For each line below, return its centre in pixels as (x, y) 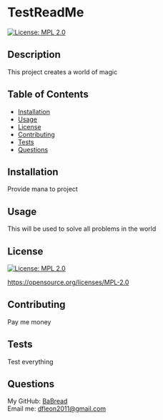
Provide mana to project (43, 189)
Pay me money (29, 321)
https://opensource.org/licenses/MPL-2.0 (68, 282)
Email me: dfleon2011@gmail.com (57, 409)
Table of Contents (48, 95)
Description (34, 55)
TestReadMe (46, 12)
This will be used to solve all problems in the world (82, 229)
